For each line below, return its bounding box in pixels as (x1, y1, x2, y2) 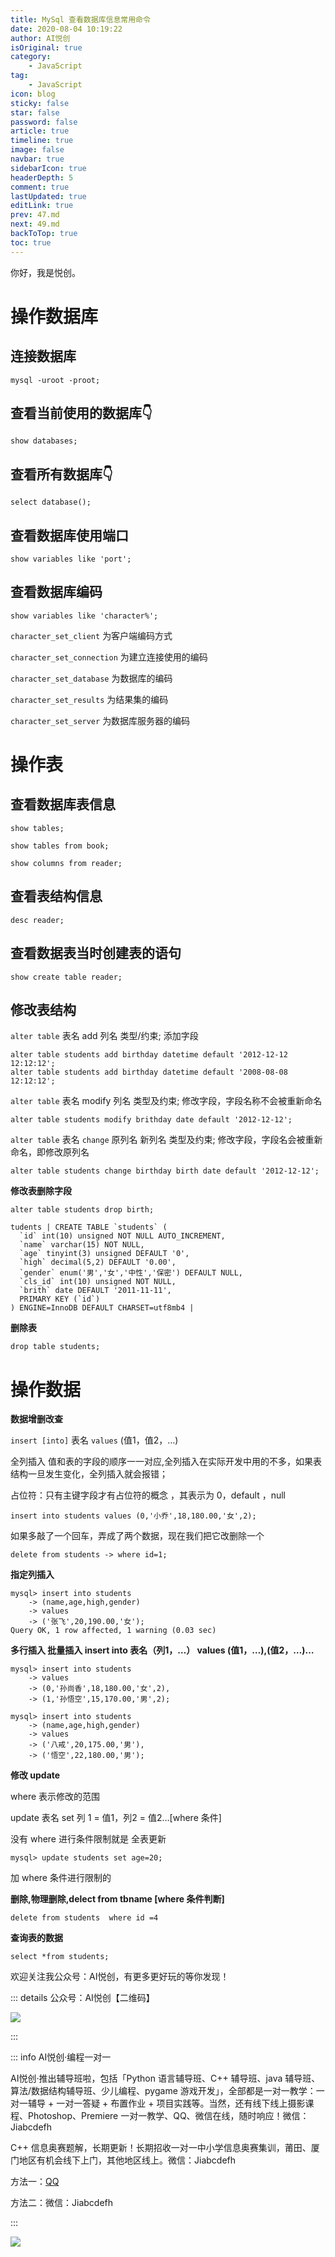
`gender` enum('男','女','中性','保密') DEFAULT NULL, (19, 1268, 244, 1278)
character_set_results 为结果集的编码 (10, 693, 169, 705)
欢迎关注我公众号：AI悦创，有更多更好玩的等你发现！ (10, 1971, 230, 1983)
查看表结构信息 (10, 888, 103, 905)
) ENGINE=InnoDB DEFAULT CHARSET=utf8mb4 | (10, 1303, 195, 1313)
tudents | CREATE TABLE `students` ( (10, 1222, 168, 1233)
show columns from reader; (10, 858, 123, 868)
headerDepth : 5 (10, 172, 74, 183)
